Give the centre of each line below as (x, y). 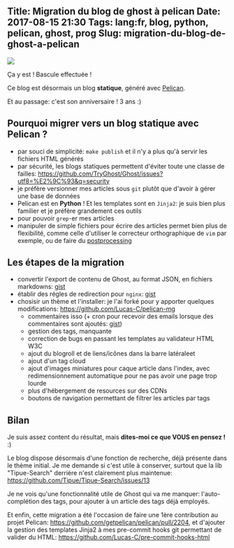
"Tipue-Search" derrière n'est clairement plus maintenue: (90, 473)
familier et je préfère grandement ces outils (79, 211)
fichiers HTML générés (50, 159)
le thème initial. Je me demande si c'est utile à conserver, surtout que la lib (115, 465)
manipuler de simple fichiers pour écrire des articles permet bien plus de (122, 225)
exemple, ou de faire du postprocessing (75, 240)
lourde (37, 384)
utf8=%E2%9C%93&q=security (64, 181)
